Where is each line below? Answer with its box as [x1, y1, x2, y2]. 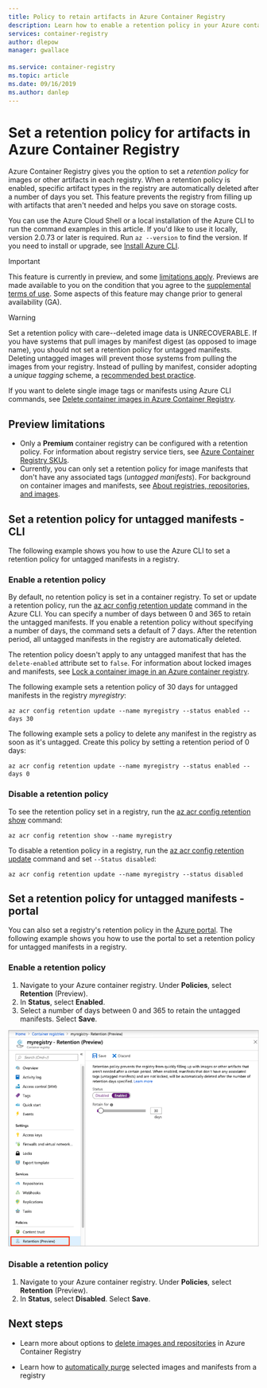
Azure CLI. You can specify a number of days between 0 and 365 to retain [8, 609, 252, 619]
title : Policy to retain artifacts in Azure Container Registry [8, 13, 226, 21]
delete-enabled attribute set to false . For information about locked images [8, 659, 252, 668]
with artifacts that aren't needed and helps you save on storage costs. [8, 200, 238, 210]
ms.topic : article [8, 72, 69, 80]
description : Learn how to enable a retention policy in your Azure [8, 21, 240, 29]
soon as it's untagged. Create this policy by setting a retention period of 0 [8, 737, 250, 747]
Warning [8, 313, 36, 322]
